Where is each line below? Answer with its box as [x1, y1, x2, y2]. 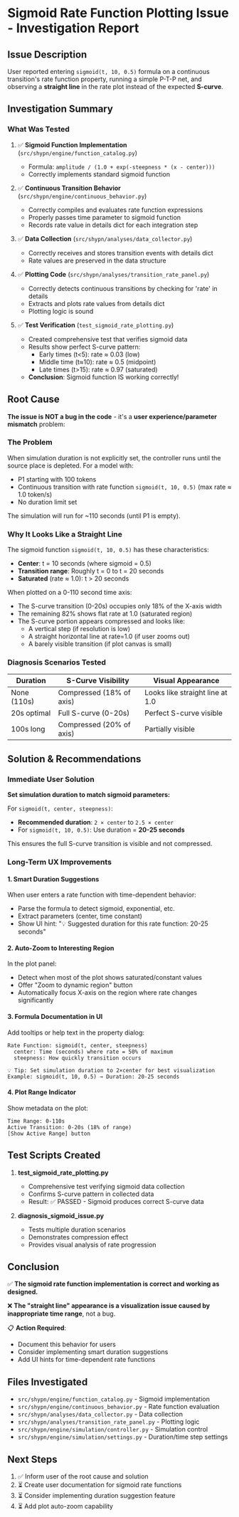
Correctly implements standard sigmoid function [28, 169, 171, 179]
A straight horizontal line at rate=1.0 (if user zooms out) [28, 632, 191, 641]
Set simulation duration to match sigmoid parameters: [7, 791, 171, 799]
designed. [7, 1288, 38, 1296]
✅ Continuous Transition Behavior [17, 184, 121, 192]
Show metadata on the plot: [7, 1104, 89, 1112]
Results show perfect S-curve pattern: [28, 342, 141, 351]
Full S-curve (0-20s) [58, 708, 130, 718]
